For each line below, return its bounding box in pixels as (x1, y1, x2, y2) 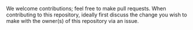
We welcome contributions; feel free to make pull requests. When (6, 5, 166, 12)
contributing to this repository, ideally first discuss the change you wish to (6, 11, 187, 18)
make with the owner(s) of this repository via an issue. (6, 18, 139, 24)
